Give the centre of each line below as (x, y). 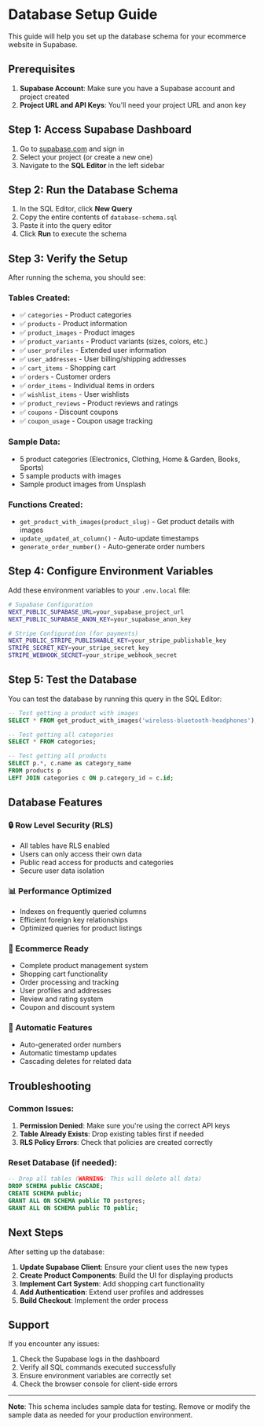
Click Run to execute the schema (73, 234)
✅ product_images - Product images (77, 332)
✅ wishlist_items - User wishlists (74, 394)
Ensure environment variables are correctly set (95, 1376)
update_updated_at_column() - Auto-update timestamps (109, 538)
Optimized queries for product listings (81, 928)
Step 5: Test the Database (73, 680)
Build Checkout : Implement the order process (94, 1300)
